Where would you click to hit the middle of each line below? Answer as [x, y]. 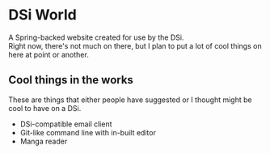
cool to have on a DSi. [45, 108]
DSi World [42, 15]
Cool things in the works [71, 80]
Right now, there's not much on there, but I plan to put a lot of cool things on [135, 45]
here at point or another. [49, 54]
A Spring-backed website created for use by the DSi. [96, 37]
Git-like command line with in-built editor [88, 132]
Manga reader [44, 141]
